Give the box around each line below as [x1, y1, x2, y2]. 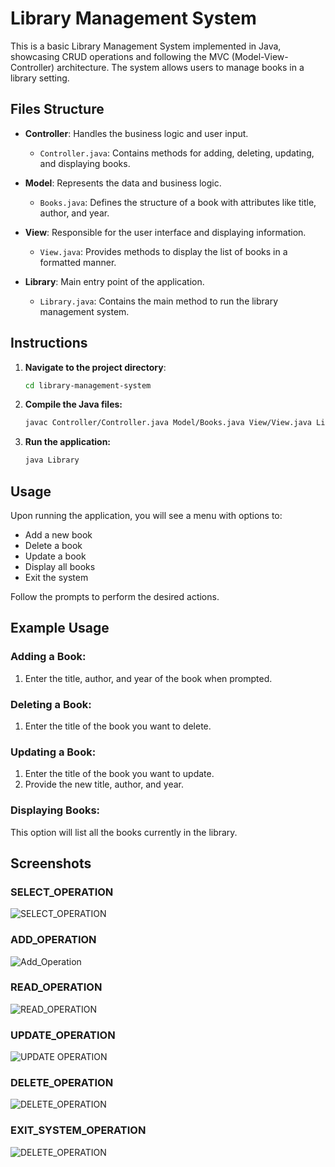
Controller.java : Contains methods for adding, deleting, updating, [39, 147, 315, 159]
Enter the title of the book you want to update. [24, 768, 215, 780]
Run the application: [24, 436, 112, 448]
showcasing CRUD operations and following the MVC [10, 50, 230, 62]
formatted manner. [39, 256, 117, 268]
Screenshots [10, 855, 92, 872]
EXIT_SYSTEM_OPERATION [10, 1123, 147, 1137]
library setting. [10, 72, 70, 84]
